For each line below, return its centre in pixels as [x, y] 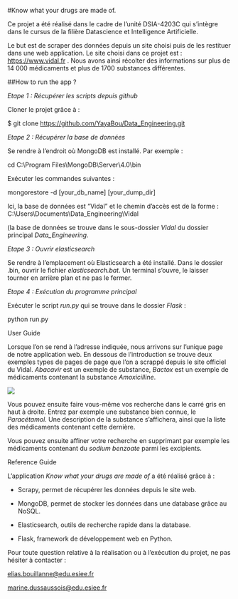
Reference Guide [32, 462]
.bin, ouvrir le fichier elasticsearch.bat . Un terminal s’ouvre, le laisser [108, 270]
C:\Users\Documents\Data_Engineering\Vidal [73, 214]
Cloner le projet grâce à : [44, 109]
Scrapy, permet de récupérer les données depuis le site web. [107, 490]
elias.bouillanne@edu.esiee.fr [51, 574]
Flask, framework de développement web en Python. [95, 538]
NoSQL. [29, 511]
